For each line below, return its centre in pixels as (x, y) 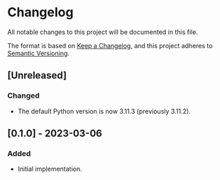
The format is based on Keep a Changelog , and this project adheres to (110, 45)
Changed (24, 96)
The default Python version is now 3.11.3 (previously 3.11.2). (104, 111)
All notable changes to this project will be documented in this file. (103, 32)
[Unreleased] (37, 75)
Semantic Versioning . (38, 53)
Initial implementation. (50, 169)
